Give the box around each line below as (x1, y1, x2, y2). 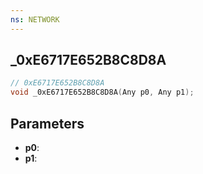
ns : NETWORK (10, 14, 60, 25)
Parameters (10, 115, 85, 132)
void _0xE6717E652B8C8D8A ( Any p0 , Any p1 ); (10, 87, 195, 98)
